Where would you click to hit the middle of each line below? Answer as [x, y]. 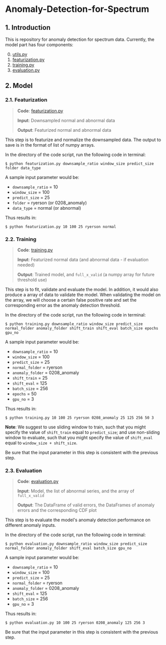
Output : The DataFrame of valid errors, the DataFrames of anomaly [86, 505]
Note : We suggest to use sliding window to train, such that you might [76, 427]
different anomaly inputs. [30, 525]
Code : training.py [35, 250]
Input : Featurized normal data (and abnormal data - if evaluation [83, 259]
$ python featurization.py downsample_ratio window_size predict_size [80, 163]
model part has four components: [39, 45]
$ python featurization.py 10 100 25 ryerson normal [61, 227]
